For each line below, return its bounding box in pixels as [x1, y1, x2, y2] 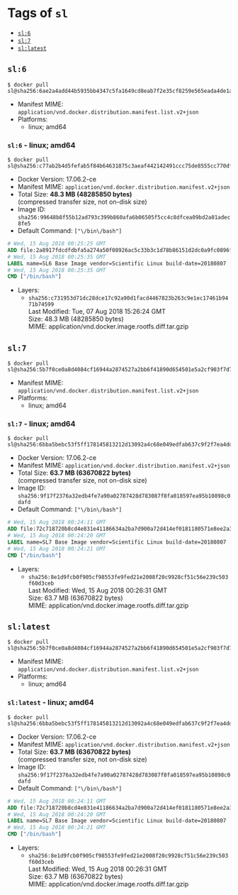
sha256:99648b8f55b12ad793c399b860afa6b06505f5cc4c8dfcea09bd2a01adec [17, 214, 231, 221]
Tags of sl [7, 5, 69, 21]
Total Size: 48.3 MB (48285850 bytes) [17, 190, 132, 199]
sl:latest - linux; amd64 [7, 698, 94, 708]
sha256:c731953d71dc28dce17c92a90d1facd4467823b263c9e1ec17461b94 [28, 295, 229, 302]
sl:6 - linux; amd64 [7, 140, 76, 150]
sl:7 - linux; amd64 [7, 419, 76, 429]
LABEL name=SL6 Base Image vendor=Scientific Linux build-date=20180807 [7, 260, 227, 267]
